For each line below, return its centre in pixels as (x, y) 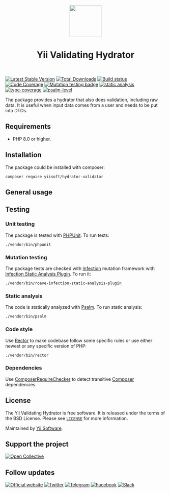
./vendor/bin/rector (27, 355)
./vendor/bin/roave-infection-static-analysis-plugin (64, 283)
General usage (29, 192)
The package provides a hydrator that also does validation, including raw (82, 100)
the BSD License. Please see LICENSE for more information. (67, 418)
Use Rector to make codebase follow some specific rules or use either (79, 340)
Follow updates (30, 472)
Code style (19, 329)
